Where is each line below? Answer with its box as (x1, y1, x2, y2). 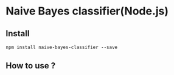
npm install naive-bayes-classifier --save (5, 44, 118, 50)
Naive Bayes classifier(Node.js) (5, 4, 169, 18)
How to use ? (5, 60, 56, 71)
